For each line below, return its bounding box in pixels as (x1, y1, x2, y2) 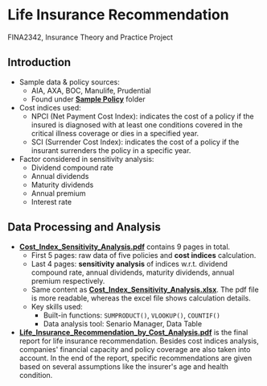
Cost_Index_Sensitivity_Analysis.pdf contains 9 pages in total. (18, 242, 231, 251)
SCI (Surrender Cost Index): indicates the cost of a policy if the (31, 137, 240, 147)
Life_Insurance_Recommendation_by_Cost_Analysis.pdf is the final (18, 327, 249, 337)
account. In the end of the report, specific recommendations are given (18, 353, 253, 363)
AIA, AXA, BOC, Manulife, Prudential (31, 85, 152, 95)
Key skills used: (31, 301, 84, 311)
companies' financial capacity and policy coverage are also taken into (18, 344, 251, 354)
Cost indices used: (18, 102, 81, 112)
